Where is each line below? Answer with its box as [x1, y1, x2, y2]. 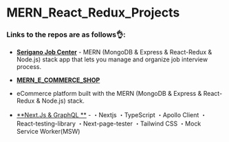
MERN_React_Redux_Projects [6, 5, 180, 21]
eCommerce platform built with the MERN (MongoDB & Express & [16, 90, 202, 98]
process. [16, 63, 42, 71]
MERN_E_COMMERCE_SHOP [16, 76, 100, 84]
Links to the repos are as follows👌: [6, 30, 127, 39]
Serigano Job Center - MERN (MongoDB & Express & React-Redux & [16, 48, 212, 57]
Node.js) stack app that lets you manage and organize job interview [16, 55, 208, 63]
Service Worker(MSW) [16, 128, 80, 136]
